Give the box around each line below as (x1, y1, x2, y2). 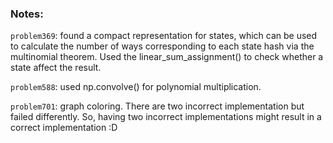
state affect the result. (10, 62, 102, 74)
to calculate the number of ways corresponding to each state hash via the (10, 40, 315, 52)
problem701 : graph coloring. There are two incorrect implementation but (10, 100, 305, 112)
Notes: (10, 7, 44, 21)
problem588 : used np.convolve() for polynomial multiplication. (10, 81, 262, 93)
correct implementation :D (10, 122, 118, 134)
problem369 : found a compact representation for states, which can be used (10, 30, 318, 42)
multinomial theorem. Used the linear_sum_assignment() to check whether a (10, 51, 324, 63)
